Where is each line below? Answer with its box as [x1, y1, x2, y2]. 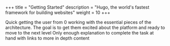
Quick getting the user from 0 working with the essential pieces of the [5, 19, 151, 25]
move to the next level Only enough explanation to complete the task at [5, 30, 154, 35]
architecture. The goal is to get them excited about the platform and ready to [5, 24, 165, 30]
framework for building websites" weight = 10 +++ [5, 9, 111, 15]
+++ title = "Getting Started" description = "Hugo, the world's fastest [5, 4, 150, 10]
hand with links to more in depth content [5, 35, 90, 41]
